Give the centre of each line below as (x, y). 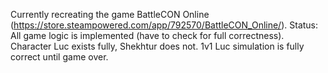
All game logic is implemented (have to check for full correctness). (147, 35)
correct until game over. (59, 57)
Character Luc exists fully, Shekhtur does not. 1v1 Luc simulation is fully (157, 46)
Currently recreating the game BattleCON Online (110, 14)
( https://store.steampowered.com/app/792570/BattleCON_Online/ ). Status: (164, 25)
